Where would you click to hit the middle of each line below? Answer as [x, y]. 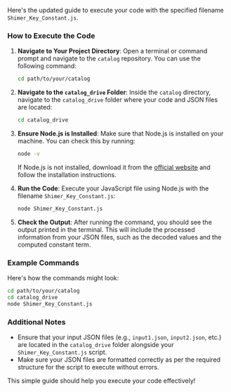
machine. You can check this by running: [76, 141]
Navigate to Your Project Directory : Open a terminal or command [112, 51]
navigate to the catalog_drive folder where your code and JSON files [118, 100]
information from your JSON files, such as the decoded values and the [119, 237]
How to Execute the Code [51, 36]
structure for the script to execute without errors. [88, 367]
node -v [28, 154]
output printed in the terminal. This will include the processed [106, 229]
